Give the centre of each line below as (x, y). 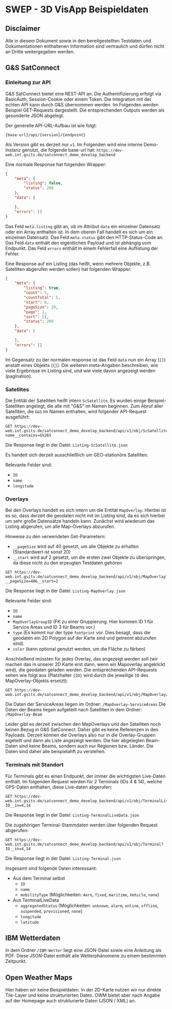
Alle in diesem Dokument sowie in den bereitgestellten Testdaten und (78, 41)
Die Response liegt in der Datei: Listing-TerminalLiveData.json (72, 815)
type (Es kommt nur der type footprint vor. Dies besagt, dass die (82, 633)
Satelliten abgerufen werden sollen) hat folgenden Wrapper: (68, 269)
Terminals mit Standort (35, 765)
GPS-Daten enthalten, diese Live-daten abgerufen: (59, 787)
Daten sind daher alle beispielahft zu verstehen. (56, 751)
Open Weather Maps (39, 977)
